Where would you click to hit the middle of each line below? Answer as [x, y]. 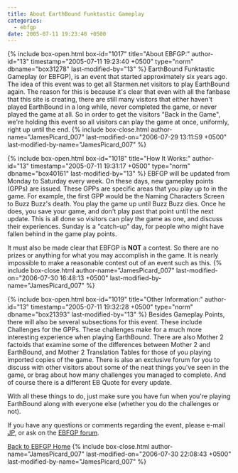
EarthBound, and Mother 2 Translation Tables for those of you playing [109, 352]
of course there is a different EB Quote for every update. [90, 383]
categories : [25, 21]
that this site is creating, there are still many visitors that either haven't [110, 100]
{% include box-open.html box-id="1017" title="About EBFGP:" [99, 54]
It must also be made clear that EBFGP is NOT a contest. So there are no [113, 248]
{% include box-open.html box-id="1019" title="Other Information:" [106, 299]
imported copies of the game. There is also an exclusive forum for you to [114, 360]
